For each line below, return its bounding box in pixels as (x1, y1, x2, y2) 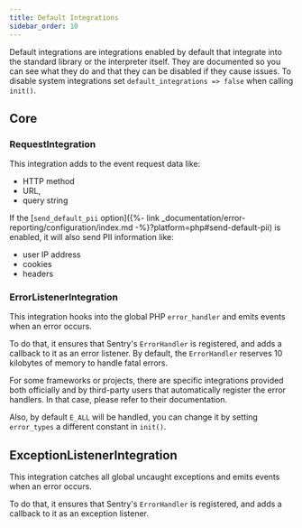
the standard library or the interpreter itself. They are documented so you (9, 56, 281, 67)
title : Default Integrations (9, 13, 119, 23)
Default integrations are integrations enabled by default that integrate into (9, 46, 282, 57)
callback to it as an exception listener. (9, 508, 150, 519)
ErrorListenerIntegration (9, 291, 119, 303)
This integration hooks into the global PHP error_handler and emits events (9, 311, 286, 322)
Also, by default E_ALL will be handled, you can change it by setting (9, 412, 259, 422)
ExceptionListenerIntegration (9, 448, 178, 463)
